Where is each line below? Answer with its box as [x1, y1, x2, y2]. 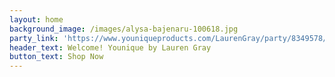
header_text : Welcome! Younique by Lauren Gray [9, 42, 212, 53]
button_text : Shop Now [9, 52, 104, 62]
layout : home [9, 14, 64, 25]
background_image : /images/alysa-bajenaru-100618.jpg [9, 24, 239, 34]
